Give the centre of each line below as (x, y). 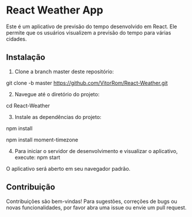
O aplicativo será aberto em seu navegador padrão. (68, 168)
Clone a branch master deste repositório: (64, 72)
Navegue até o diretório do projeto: (57, 94)
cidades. (16, 39)
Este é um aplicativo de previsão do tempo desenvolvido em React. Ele (92, 26)
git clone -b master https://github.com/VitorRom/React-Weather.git (87, 83)
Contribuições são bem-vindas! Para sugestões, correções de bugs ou (92, 201)
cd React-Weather (28, 106)
